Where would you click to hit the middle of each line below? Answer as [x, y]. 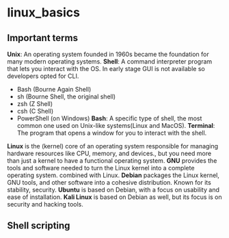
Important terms [43, 38]
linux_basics [44, 13]
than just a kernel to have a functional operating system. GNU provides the [112, 161]
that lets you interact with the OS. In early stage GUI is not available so [106, 69]
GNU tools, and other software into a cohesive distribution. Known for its [109, 182]
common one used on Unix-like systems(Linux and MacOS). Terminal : [116, 125]
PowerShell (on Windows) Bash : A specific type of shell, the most [109, 118]
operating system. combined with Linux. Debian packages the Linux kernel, [113, 175]
